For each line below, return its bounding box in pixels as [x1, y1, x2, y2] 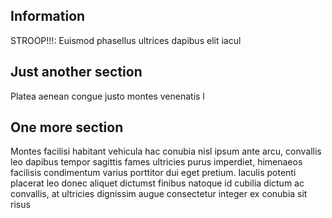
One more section [10, 119, 124, 136]
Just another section [10, 64, 143, 81]
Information [10, 8, 86, 25]
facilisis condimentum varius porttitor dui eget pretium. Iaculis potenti [10, 167, 297, 179]
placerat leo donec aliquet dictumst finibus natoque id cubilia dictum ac [10, 177, 305, 189]
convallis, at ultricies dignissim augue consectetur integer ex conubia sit [10, 188, 308, 200]
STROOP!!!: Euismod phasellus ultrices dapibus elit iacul [10, 34, 242, 46]
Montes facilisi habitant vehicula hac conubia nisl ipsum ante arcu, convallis [10, 145, 322, 158]
